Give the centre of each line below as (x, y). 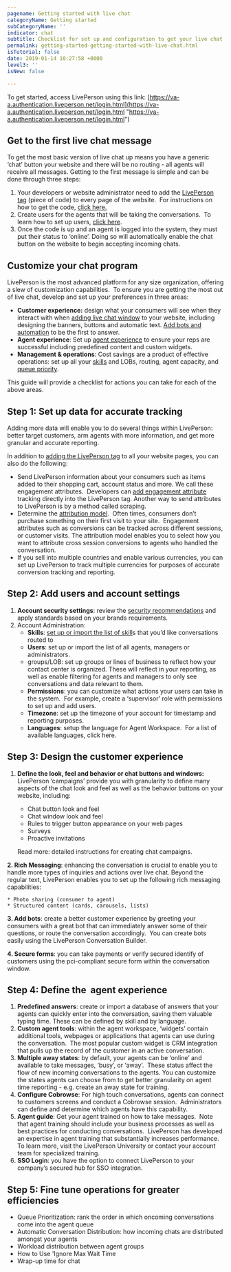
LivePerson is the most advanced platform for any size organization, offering (115, 282)
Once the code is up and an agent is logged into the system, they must (117, 229)
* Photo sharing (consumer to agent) (61, 899)
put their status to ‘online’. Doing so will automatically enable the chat (115, 237)
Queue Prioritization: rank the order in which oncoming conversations (115, 1217)
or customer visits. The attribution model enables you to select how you (119, 535)
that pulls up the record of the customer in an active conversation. (111, 1050)
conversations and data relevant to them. (85, 683)
